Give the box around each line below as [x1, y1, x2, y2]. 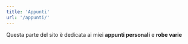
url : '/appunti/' [6, 14, 50, 20]
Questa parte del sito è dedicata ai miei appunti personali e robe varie [6, 31, 183, 38]
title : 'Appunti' [6, 8, 50, 15]
